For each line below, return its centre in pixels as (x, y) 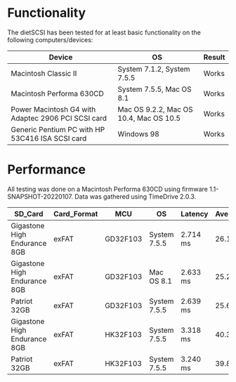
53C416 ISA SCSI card (49, 138)
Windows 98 (138, 133)
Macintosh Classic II (44, 73)
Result (214, 57)
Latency (195, 213)
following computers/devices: (50, 39)
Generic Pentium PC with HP (58, 129)
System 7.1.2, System (154, 69)
